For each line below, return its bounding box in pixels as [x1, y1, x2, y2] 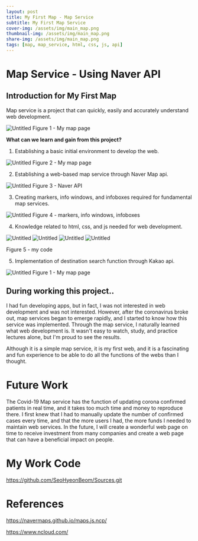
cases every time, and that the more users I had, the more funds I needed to [6, 417, 191, 424]
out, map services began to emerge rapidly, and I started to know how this [6, 314, 187, 321]
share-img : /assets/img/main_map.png [6, 36, 99, 42]
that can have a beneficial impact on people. [6, 436, 114, 443]
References [6, 497, 64, 511]
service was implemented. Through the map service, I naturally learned [6, 321, 180, 328]
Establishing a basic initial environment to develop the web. [14, 147, 160, 154]
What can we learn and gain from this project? [6, 136, 122, 143]
